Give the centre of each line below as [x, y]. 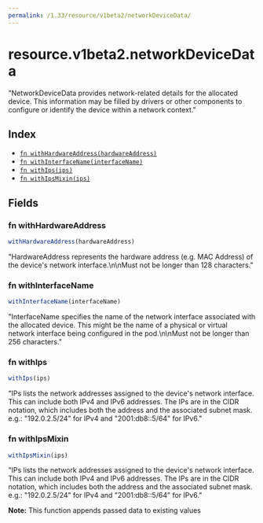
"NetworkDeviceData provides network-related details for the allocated [123, 93]
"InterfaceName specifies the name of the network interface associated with [132, 317]
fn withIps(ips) [46, 171]
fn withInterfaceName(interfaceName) [81, 162]
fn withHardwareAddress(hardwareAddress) [88, 154]
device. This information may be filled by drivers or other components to [125, 101]
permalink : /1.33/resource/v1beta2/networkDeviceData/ [100, 15]
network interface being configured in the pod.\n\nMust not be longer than [129, 333]
